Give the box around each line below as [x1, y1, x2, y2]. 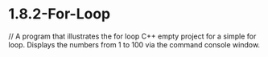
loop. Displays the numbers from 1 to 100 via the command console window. [8, 39, 260, 49]
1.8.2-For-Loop [8, 5, 111, 23]
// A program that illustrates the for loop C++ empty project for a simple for [8, 31, 257, 41]
